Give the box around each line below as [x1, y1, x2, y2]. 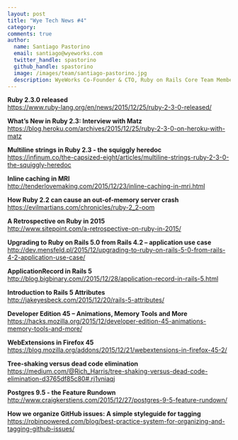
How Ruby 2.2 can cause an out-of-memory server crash [7, 196, 179, 204]
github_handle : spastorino [13, 63, 93, 70]
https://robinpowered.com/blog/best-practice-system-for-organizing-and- [7, 417, 225, 426]
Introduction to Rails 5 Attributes [7, 288, 106, 297]
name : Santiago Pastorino [13, 43, 91, 50]
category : [7, 23, 37, 30]
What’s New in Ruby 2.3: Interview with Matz [7, 117, 143, 125]
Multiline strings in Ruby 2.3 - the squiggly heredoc [7, 146, 161, 154]
